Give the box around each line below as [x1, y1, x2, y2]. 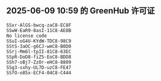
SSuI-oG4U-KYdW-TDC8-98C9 [6, 38, 71, 44]
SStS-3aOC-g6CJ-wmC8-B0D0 [6, 43, 71, 50]
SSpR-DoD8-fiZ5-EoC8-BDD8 [6, 54, 71, 60]
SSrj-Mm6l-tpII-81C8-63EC [6, 48, 71, 54]
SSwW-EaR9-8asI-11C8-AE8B [6, 27, 71, 33]
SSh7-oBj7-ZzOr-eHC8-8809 [6, 59, 71, 65]
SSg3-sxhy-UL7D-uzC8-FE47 [6, 64, 71, 71]
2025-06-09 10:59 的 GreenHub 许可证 [6, 5, 155, 16]
